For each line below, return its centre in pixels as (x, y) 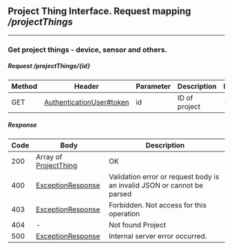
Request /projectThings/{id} (49, 66)
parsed (120, 194)
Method (24, 86)
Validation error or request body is (164, 176)
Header (86, 86)
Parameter (154, 86)
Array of (49, 156)
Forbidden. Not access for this (158, 205)
